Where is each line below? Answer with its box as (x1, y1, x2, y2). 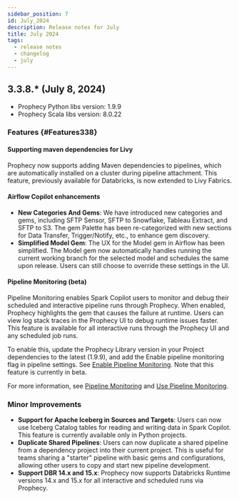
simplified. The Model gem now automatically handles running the (17, 246, 212, 254)
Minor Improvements (7, 400, 82, 410)
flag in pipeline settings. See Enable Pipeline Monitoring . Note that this (7, 361, 214, 369)
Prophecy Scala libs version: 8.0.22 (17, 110, 122, 118)
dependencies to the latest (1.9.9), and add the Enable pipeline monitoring (7, 353, 225, 361)
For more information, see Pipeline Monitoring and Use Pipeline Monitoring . (7, 382, 229, 391)
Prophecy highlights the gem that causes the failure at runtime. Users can (7, 309, 224, 317)
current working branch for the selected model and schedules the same (17, 254, 229, 262)
